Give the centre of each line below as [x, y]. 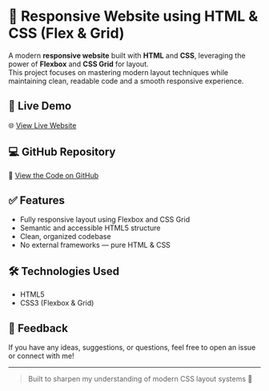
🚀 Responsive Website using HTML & [133, 16]
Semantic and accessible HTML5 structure [90, 228]
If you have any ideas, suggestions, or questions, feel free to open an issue [132, 347]
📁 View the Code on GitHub [54, 175]
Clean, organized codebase [65, 237]
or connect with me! [41, 356]
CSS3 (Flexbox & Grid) [57, 303]
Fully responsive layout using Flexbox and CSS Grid [105, 220]
